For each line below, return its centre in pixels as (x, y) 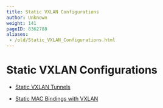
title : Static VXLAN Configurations (53, 12)
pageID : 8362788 (27, 29)
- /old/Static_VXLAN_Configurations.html (62, 40)
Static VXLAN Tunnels (43, 87)
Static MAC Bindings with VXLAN (57, 98)
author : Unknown (27, 18)
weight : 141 (21, 23)
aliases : (17, 35)
